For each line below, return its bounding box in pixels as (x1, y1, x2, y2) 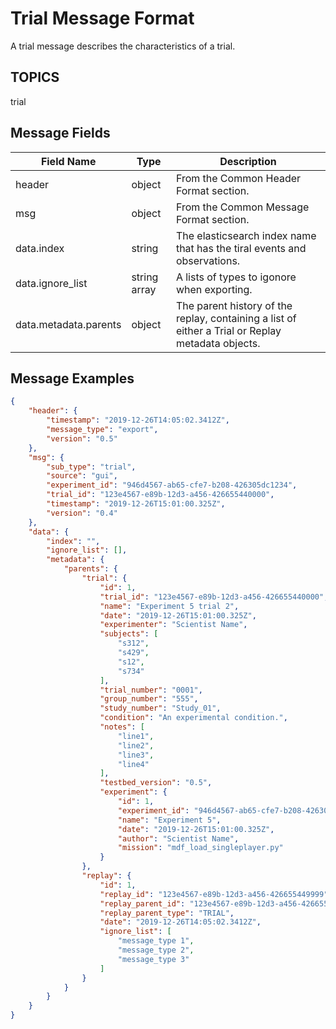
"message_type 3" (117, 954, 190, 964)
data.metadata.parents (15, 317, 122, 331)
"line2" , (117, 740, 155, 751)
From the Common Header (175, 171, 302, 185)
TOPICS (10, 69, 60, 86)
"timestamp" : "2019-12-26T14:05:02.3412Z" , (46, 415, 230, 426)
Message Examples (10, 370, 135, 387)
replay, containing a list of (175, 311, 297, 325)
